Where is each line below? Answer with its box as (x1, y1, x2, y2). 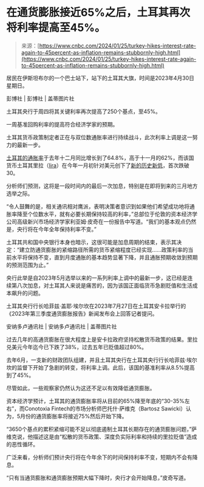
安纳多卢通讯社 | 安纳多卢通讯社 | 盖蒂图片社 (6, 323, 117, 330)
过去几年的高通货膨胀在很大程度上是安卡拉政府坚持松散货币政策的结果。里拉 (6, 336, 198, 343)
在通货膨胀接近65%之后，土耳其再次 (6, 5, 191, 19)
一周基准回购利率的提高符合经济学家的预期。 (6, 120, 118, 128)
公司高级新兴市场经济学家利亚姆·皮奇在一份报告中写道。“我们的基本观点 (6, 218, 186, 225)
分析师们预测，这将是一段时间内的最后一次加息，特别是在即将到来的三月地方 (6, 182, 198, 189)
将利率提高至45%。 (6, 21, 106, 35)
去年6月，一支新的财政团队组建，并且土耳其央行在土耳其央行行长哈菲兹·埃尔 (6, 356, 197, 364)
